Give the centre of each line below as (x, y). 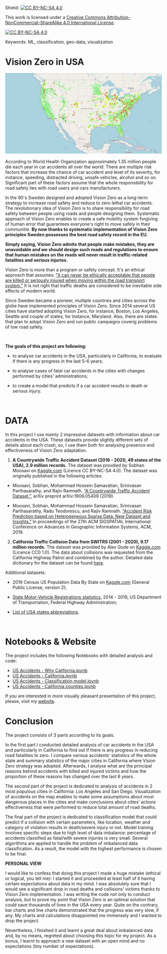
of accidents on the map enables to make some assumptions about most (80, 796)
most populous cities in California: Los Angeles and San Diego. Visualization (83, 791)
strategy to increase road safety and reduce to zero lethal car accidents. (79, 203)
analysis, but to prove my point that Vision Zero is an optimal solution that (80, 899)
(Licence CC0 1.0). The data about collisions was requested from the (83, 552)
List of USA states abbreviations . (46, 612)
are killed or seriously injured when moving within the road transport (75, 280)
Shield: (12, 8)
